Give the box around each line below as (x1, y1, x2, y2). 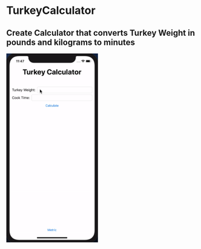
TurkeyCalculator (6, 4, 96, 18)
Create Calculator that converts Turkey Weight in (6, 28, 196, 38)
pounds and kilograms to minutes (6, 37, 135, 47)
